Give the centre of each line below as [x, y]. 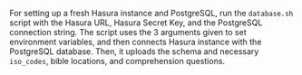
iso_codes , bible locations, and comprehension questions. [117, 61]
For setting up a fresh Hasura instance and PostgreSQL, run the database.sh [151, 13]
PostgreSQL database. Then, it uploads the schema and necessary [134, 52]
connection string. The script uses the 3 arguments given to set [128, 32]
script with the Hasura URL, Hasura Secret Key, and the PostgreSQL [136, 23]
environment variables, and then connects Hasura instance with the [136, 42]
